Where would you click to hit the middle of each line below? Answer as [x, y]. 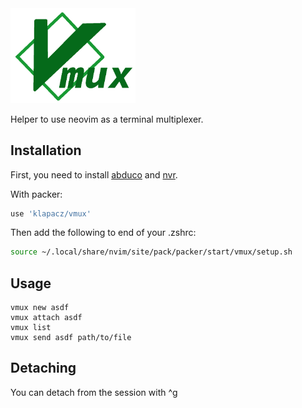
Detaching [43, 368]
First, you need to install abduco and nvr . [94, 174]
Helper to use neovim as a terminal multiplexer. [107, 119]
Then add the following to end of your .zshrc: [103, 233]
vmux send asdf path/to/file [71, 338]
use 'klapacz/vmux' [51, 213]
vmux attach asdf [46, 318]
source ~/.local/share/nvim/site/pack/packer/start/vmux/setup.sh [151, 252]
